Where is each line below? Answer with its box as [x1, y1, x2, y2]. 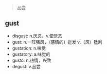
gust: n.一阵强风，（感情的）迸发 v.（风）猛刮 [12, 39, 103, 45]
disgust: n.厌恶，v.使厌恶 [12, 33, 62, 39]
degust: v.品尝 [12, 63, 41, 69]
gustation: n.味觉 [12, 45, 46, 51]
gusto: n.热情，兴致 [12, 57, 52, 63]
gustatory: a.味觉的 [12, 51, 51, 57]
